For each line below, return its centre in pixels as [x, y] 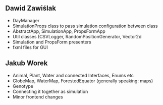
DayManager [26, 20]
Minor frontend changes [38, 97]
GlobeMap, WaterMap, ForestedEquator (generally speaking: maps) [83, 81]
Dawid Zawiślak [31, 8]
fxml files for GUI [30, 47]
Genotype [23, 86]
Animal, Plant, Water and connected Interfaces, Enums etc [73, 75]
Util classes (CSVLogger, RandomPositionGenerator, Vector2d [77, 36]
